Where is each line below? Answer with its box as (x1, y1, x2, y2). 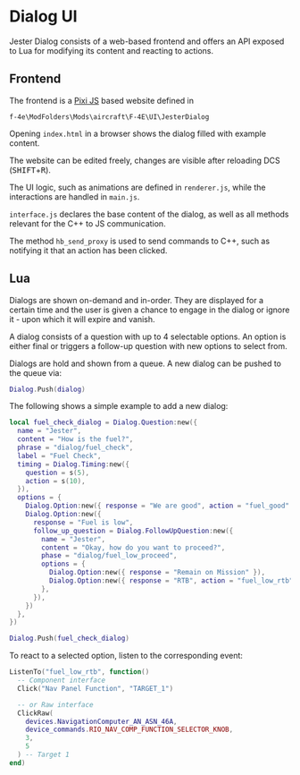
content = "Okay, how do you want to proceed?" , (41, 543, 226, 552)
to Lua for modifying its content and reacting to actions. (9, 45, 214, 55)
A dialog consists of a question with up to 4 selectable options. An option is (9, 331, 287, 342)
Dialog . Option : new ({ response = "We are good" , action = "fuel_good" (25, 501, 290, 511)
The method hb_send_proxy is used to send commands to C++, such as (9, 235, 271, 246)
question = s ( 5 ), (25, 468, 90, 477)
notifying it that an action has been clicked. (9, 244, 168, 256)
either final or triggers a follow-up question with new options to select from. (9, 340, 287, 351)
